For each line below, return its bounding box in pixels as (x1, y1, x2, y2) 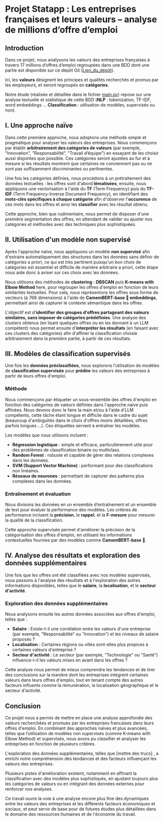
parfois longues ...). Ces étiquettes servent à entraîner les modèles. (5, 422, 141, 428)
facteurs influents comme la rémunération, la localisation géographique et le (5, 683, 159, 688)
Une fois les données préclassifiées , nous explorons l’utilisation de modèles (5, 362, 160, 369)
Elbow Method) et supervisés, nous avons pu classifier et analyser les (5, 736, 146, 741)
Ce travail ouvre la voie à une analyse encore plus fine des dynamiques (5, 795, 149, 801)
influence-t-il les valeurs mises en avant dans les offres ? (12, 657, 128, 663)
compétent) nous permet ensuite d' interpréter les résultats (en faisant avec (5, 325, 159, 331)
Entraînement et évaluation (5, 490, 71, 497)
